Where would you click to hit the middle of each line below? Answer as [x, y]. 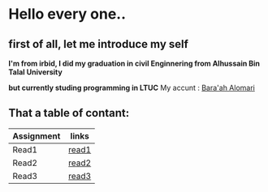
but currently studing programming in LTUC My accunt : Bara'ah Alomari [132, 87]
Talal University [35, 72]
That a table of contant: [69, 113]
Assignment [37, 136]
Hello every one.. [67, 14]
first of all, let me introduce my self [99, 44]
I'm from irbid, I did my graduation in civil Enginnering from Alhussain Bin [134, 63]
